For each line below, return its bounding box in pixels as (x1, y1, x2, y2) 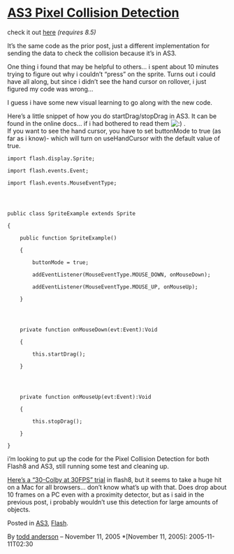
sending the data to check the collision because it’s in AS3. (7, 49, 177, 57)
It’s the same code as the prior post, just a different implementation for (7, 41, 210, 50)
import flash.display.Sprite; (7, 155, 96, 162)
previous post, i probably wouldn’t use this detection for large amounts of (7, 497, 219, 506)
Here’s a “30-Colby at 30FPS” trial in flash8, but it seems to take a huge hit (7, 475, 222, 483)
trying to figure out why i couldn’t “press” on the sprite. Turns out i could (7, 70, 216, 78)
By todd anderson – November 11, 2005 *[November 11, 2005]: (7, 532, 188, 541)
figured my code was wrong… (7, 85, 94, 93)
